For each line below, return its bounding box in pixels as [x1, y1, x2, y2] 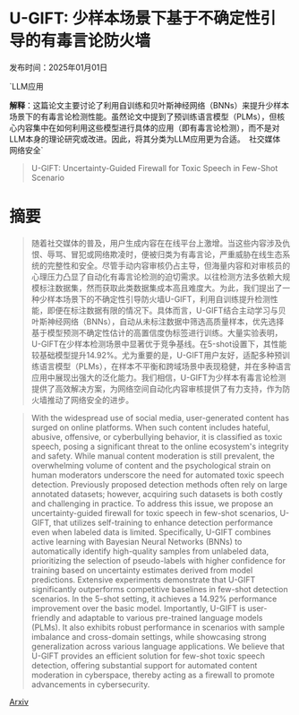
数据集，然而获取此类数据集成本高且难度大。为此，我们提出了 [55, 282, 283, 293]
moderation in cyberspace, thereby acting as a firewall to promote [30, 669, 275, 680]
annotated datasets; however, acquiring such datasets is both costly [30, 488, 284, 499]
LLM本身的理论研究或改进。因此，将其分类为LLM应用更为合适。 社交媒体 [9, 134, 281, 144]
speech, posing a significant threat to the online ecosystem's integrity [30, 441, 289, 452]
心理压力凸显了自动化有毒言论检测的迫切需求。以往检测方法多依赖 [30, 271, 275, 282]
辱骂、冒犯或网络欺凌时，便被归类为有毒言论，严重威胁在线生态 [47, 248, 283, 260]
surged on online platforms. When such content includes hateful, [30, 422, 270, 433]
